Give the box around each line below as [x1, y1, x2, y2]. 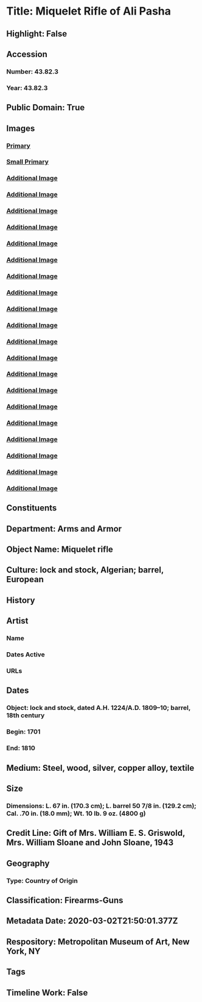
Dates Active [6, 650, 46, 659]
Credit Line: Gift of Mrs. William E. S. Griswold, [6, 828, 186, 838]
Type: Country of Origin [6, 876, 78, 885]
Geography [6, 858, 50, 868]
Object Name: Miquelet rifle [6, 544, 114, 555]
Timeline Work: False [6, 987, 88, 998]
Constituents [6, 503, 57, 513]
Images [6, 123, 35, 133]
